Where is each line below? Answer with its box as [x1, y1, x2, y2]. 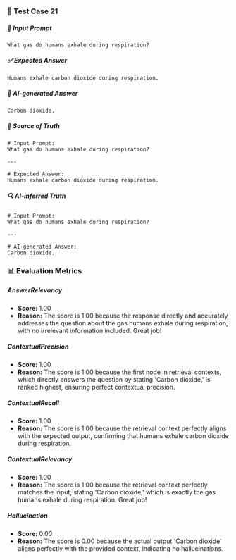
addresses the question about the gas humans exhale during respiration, [17, 318, 228, 327]
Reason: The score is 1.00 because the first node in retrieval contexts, [17, 368, 222, 376]
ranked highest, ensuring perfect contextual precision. [17, 382, 175, 391]
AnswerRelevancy [7, 286, 63, 294]
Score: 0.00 [17, 529, 53, 537]
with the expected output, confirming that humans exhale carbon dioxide [17, 431, 229, 440]
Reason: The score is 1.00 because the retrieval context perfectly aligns [17, 424, 227, 433]
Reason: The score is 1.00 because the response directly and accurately [17, 311, 228, 320]
